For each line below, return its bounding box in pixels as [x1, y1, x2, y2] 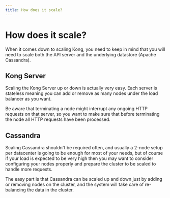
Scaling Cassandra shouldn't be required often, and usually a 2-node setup [5, 145, 163, 151]
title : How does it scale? [5, 7, 63, 13]
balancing [5, 187, 26, 193]
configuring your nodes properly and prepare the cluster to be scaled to [5, 161, 156, 167]
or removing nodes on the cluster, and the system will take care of [5, 181, 144, 188]
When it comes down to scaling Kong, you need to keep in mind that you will [5, 46, 165, 52]
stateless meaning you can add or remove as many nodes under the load [5, 90, 158, 96]
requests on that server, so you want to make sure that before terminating [5, 111, 160, 117]
